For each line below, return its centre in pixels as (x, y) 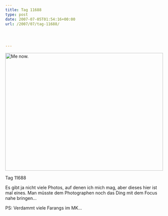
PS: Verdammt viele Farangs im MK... (44, 208)
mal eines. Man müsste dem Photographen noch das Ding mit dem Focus (81, 193)
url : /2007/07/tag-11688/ (32, 24)
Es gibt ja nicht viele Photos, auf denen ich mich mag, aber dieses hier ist (81, 188)
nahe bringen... (21, 198)
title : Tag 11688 (23, 10)
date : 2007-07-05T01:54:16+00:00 (40, 19)
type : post (17, 15)
